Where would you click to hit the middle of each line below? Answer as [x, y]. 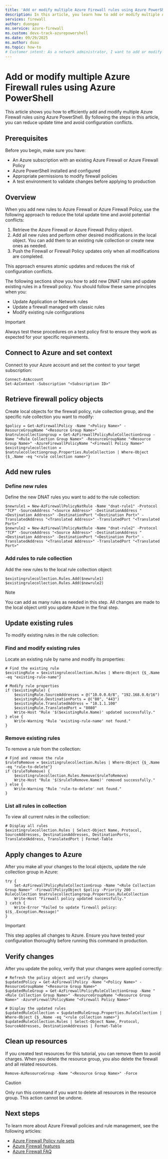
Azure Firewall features [36, 1146]
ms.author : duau [22, 43]
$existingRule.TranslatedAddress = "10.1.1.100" [66, 703]
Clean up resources [36, 1041]
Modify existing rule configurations [48, 312]
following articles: [23, 1131]
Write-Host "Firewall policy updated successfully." [70, 899]
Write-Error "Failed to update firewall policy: [66, 908]
